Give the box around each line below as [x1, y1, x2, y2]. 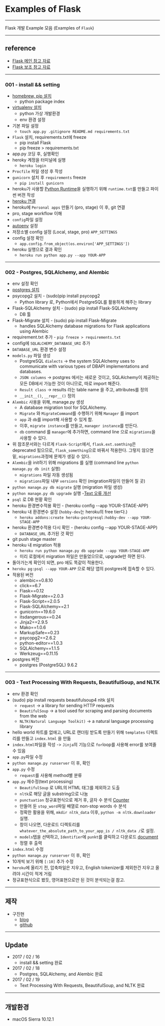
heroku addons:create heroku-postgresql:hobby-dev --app [19, 515, 139, 520]
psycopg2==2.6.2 [19, 635, 56, 641]
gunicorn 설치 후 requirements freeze [12, 175, 86, 181]
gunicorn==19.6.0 [19, 609, 55, 615]
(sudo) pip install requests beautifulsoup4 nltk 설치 [12, 697, 114, 703]
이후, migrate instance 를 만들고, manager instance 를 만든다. [19, 423, 138, 429]
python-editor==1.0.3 [19, 640, 63, 646]
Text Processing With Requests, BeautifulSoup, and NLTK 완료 [19, 983, 145, 989]
